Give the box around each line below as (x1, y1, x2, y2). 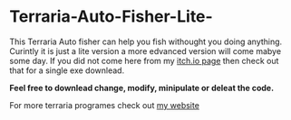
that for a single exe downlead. (9, 65, 125, 76)
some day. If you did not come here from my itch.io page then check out (9, 55, 279, 66)
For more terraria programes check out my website (9, 99, 199, 110)
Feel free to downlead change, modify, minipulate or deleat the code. (9, 82, 275, 93)
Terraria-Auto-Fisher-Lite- (9, 6, 213, 27)
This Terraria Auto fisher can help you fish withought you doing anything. (9, 36, 283, 47)
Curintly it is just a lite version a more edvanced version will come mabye (9, 45, 282, 56)
